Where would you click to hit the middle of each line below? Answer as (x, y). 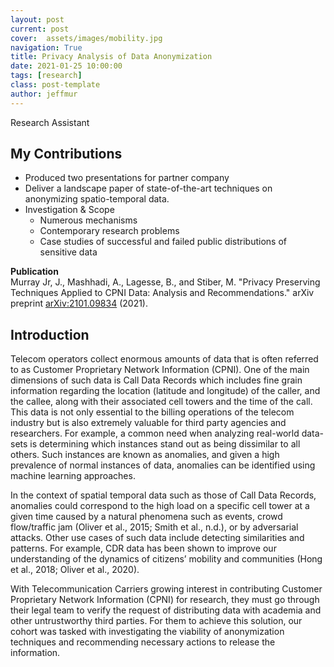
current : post (40, 29)
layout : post (37, 19)
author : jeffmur (44, 94)
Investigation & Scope (69, 210)
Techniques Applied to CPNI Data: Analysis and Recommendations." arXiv (162, 293)
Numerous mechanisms (88, 220)
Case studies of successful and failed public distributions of (163, 242)
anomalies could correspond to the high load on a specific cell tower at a (160, 506)
